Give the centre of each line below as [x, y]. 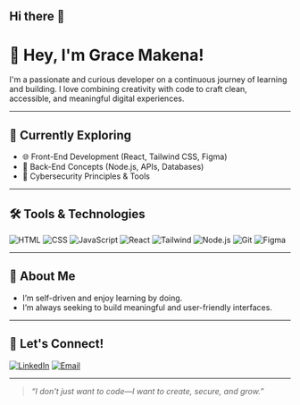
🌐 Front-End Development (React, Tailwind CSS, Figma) [125, 156]
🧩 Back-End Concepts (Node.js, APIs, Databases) [113, 167]
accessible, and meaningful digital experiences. [97, 98]
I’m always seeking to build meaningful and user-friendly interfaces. [147, 307]
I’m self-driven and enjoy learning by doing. [102, 298]
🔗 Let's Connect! [57, 344]
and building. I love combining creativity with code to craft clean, [128, 89]
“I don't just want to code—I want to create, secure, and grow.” [147, 391]
